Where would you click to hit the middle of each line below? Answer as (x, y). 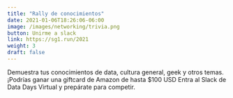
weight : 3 (22, 46)
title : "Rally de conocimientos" (56, 14)
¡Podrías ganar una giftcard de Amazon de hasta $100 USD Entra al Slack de (117, 79)
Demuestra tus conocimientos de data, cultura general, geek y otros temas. (116, 72)
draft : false (26, 53)
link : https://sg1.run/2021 (48, 40)
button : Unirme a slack (42, 33)
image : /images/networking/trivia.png (63, 26)
